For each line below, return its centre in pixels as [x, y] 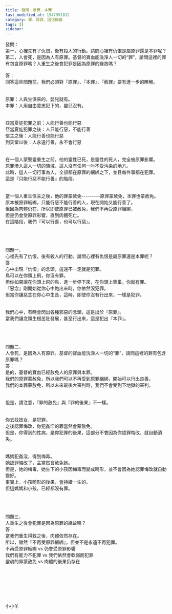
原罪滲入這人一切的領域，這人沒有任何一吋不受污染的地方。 [68, 166]
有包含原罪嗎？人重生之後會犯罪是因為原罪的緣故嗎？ [61, 64]
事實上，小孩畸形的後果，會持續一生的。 [48, 482]
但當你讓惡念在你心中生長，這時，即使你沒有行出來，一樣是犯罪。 [75, 295]
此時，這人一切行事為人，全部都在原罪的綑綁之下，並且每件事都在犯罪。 [81, 172]
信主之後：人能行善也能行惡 [35, 136]
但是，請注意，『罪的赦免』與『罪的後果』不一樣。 [58, 403]
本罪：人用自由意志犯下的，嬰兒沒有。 [46, 106]
